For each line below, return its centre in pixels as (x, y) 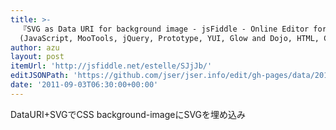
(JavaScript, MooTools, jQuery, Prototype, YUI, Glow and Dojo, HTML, (169, 38)
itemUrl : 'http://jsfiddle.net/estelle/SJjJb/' (111, 66)
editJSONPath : (40, 76)
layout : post (37, 57)
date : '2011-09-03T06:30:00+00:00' (84, 85)
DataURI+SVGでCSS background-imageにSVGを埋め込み (128, 114)
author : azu (35, 47)
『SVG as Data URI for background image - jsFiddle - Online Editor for (173, 29)
